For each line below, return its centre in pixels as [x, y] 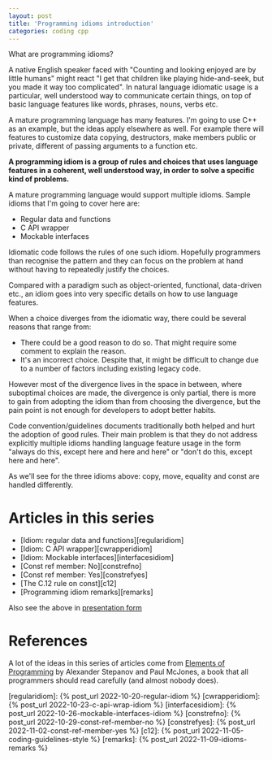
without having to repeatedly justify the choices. [89, 270]
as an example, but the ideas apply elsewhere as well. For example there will [136, 129]
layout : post [30, 16]
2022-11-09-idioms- [214, 740]
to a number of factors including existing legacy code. [110, 369]
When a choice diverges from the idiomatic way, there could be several [127, 319]
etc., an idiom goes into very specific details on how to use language [123, 294]
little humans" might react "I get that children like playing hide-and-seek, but [136, 79]
